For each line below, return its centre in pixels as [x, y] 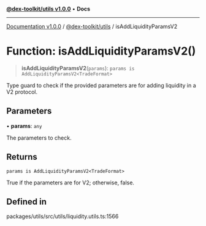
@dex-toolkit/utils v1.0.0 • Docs [48, 9]
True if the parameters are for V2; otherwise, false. [71, 183]
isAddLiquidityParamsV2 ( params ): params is [78, 68]
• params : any [24, 126]
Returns [22, 157]
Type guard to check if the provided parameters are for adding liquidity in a [101, 85]
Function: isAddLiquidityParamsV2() [101, 51]
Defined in [27, 202]
